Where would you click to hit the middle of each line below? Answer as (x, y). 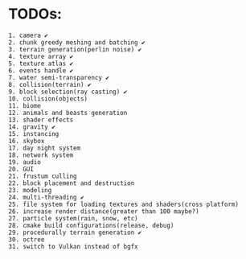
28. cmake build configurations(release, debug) (91, 225)
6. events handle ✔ (41, 70)
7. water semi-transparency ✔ (59, 77)
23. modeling (30, 190)
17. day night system (45, 148)
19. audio (25, 162)
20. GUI (21, 169)
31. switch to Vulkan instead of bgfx (73, 246)
